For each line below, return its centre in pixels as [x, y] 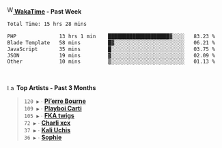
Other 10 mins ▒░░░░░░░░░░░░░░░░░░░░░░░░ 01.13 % [111, 62]
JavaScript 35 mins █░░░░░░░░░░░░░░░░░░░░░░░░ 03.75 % [111, 49]
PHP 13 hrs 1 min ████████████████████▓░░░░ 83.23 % [111, 36]
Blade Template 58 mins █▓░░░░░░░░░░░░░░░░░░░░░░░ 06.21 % [111, 43]
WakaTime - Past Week [48, 12]
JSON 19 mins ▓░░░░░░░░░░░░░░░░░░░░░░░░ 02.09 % [111, 55]
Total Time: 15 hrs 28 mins [47, 24]
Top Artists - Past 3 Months [56, 88]
